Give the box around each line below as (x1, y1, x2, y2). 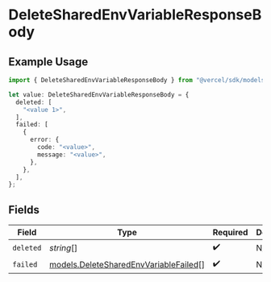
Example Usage (8, 55, 89, 68)
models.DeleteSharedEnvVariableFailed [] (49, 259, 206, 270)
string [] (49, 242, 78, 253)
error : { (29, 135, 60, 144)
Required (212, 227, 248, 238)
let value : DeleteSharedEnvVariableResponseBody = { (8, 90, 190, 98)
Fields (8, 203, 40, 217)
